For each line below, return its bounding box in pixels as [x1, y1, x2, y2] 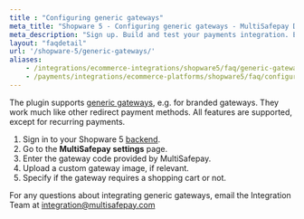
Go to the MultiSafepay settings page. [22, 143, 168, 154]
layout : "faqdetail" [9, 38, 88, 48]
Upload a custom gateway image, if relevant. [22, 162, 190, 173]
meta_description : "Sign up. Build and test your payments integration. [9, 30, 290, 39]
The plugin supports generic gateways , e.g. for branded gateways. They [9, 97, 279, 108]
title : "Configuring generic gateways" [9, 13, 165, 23]
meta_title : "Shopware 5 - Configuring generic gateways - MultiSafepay [9, 22, 290, 31]
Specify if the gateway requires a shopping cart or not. [22, 172, 227, 183]
